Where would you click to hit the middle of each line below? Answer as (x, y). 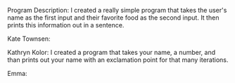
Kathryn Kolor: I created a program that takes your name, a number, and (112, 52)
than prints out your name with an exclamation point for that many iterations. (118, 60)
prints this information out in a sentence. (66, 25)
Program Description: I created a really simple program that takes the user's (117, 10)
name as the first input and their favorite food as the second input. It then (113, 18)
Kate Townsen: (29, 39)
